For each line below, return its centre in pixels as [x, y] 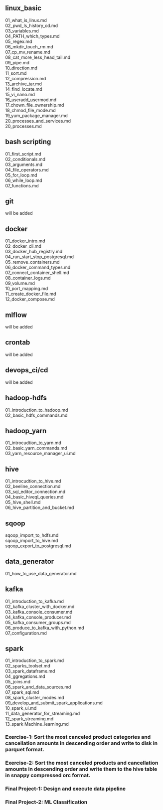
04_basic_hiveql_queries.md [34, 497]
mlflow [16, 315]
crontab [18, 343]
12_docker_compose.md [30, 299]
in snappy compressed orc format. [48, 776]
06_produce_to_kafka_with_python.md [45, 628]
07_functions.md [22, 185]
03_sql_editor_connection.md [35, 492]
